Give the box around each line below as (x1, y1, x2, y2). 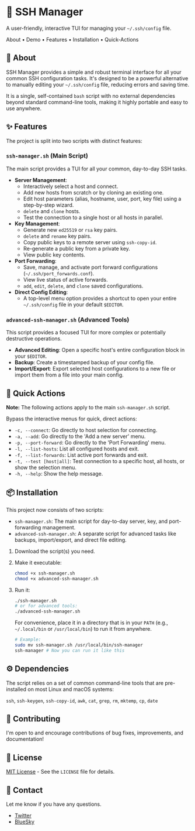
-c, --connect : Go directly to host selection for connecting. (14, 426, 158, 433)
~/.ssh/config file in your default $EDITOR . (23, 301, 124, 308)
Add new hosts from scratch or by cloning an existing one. (23, 189, 164, 196)
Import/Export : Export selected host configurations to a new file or (14, 365, 176, 372)
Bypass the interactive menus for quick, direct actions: (6, 415, 137, 422)
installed (6, 685, 27, 693)
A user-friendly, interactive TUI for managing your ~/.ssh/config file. (6, 25, 172, 32)
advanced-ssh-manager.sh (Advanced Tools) (6, 316, 130, 324)
